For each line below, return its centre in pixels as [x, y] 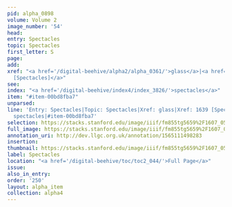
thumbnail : [23, 148]
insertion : [23, 142]
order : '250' [26, 180]
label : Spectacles [33, 155]
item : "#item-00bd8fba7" [43, 97]
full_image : [24, 129]
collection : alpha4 [35, 193]
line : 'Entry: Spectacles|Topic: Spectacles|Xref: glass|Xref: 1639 [108, 110]
